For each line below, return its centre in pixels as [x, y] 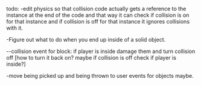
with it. [14, 28]
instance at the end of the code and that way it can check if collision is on [98, 15]
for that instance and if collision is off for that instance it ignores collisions [98, 21]
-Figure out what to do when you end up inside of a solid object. [86, 39]
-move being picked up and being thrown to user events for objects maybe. [100, 76]
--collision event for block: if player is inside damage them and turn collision [101, 51]
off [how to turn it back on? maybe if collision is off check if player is [91, 58]
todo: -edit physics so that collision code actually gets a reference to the [96, 9]
